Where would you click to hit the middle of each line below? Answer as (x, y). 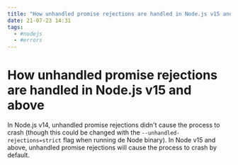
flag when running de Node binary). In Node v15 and (139, 140)
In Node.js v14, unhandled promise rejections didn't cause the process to (114, 125)
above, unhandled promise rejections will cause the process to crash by (112, 148)
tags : (15, 27)
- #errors (28, 40)
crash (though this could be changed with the (74, 132)
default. (19, 155)
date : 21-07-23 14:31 (39, 21)
